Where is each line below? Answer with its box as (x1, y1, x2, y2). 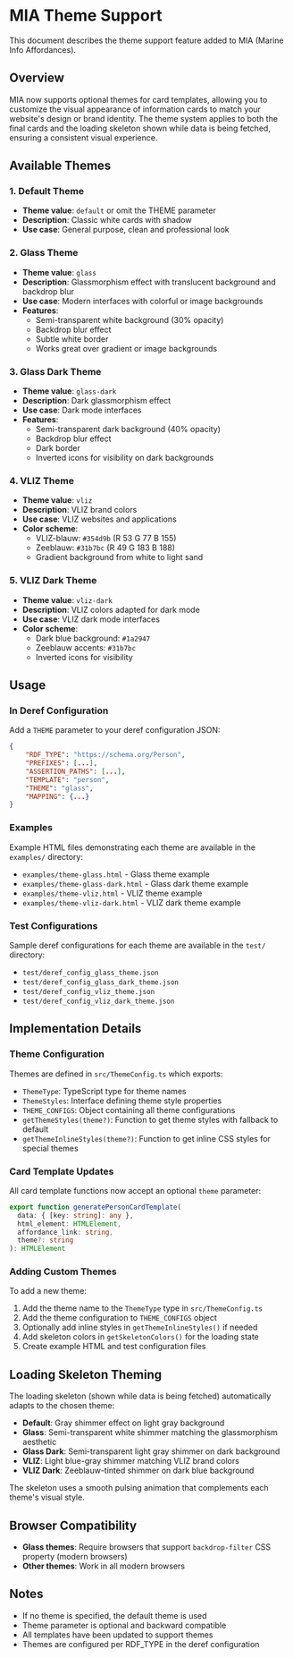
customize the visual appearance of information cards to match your (9, 104, 262, 115)
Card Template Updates (9, 1165, 114, 1178)
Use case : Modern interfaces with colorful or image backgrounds (21, 295, 264, 306)
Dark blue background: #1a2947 (35, 633, 151, 643)
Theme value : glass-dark (21, 386, 117, 396)
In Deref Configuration (9, 704, 109, 717)
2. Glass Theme (9, 247, 79, 259)
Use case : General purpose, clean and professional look (21, 225, 230, 235)
